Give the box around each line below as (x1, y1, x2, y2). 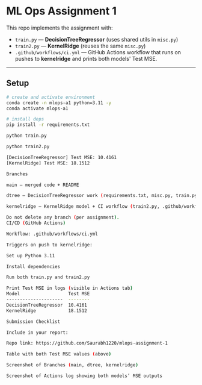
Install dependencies (6, 263, 61, 269)
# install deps (6, 116, 44, 122)
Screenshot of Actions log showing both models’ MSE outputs (6, 373, 163, 379)
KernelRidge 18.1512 (6, 307, 87, 314)
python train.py (6, 133, 47, 139)
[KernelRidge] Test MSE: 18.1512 (6, 160, 90, 166)
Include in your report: (6, 330, 69, 336)
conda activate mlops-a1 (6, 105, 69, 111)
